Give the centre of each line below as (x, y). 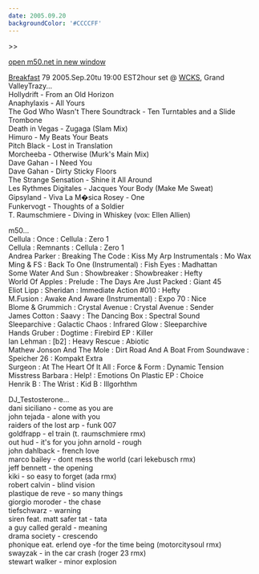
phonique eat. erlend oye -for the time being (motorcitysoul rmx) (115, 544)
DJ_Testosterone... (39, 399)
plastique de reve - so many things (66, 493)
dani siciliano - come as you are (61, 408)
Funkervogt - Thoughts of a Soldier (66, 206)
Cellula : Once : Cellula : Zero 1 (59, 238)
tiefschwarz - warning (45, 510)
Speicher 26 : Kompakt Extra (56, 358)
